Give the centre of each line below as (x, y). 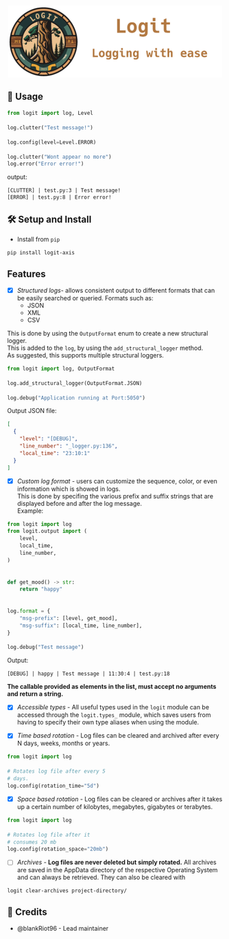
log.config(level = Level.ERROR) (52, 142)
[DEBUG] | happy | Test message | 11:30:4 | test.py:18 (88, 674)
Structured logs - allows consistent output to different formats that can (116, 290)
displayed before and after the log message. (80, 503)
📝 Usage (25, 97)
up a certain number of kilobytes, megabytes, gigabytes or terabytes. (115, 806)
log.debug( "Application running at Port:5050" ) (76, 398)
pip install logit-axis (41, 253)
